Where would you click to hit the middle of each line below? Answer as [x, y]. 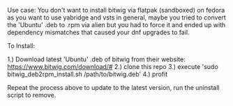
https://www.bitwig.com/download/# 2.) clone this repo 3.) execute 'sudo [113, 67]
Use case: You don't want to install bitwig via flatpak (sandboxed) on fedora [116, 10]
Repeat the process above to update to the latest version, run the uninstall [113, 88]
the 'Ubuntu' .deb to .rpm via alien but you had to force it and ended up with [116, 25]
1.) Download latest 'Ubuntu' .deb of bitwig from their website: [97, 59]
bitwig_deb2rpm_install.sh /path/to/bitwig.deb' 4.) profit [88, 74]
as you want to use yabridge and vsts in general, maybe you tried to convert [117, 17]
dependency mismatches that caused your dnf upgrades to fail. [98, 32]
